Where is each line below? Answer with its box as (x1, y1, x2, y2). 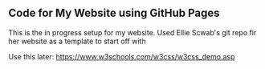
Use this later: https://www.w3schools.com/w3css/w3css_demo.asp (8, 51, 235, 61)
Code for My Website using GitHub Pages (8, 6, 220, 20)
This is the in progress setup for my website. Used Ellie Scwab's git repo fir (8, 27, 257, 37)
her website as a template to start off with (8, 36, 146, 46)
